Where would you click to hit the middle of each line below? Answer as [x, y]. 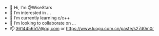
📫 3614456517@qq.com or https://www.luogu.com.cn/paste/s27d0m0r [82, 28]
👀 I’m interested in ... [30, 13]
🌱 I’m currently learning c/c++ [40, 18]
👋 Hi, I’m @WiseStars [31, 8]
